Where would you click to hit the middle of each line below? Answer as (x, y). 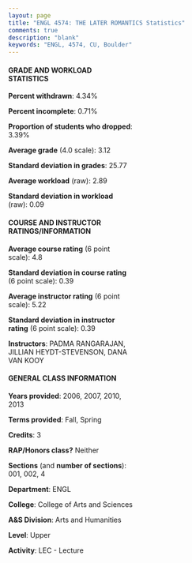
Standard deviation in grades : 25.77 (68, 166)
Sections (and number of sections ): (67, 465)
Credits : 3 (25, 434)
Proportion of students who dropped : (70, 126)
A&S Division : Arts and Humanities (65, 520)
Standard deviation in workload (61, 196)
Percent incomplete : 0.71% (53, 111)
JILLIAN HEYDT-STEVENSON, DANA (68, 351)
